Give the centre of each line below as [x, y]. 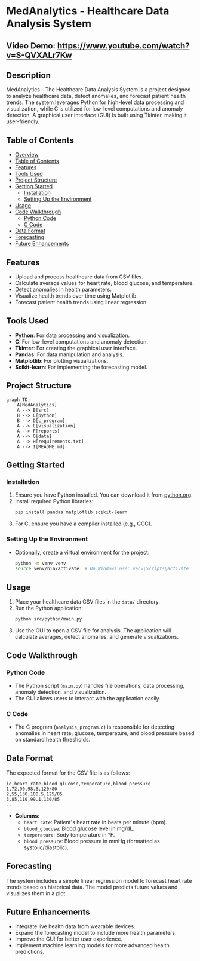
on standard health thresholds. [53, 739]
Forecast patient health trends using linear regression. [81, 302]
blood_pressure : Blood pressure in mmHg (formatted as [92, 841]
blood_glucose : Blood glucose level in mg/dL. [79, 828]
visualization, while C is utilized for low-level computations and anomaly [95, 109]
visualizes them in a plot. [37, 893]
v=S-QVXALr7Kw [39, 55]
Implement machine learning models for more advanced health [92, 945]
